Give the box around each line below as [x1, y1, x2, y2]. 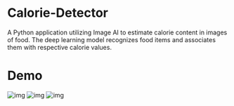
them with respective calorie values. [7, 43, 112, 51]
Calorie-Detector [7, 5, 109, 21]
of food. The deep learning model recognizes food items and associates [7, 35, 216, 44]
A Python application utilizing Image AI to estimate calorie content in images [7, 28, 228, 37]
